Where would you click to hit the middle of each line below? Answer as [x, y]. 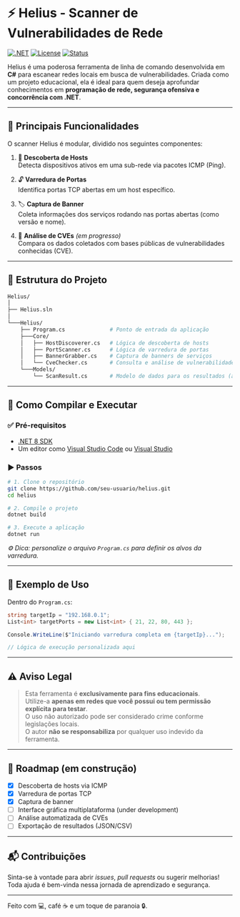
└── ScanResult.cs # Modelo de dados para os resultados [129, 376]
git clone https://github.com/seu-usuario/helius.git [89, 489]
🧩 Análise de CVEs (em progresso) [69, 235]
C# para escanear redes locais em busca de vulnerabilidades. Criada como [118, 74]
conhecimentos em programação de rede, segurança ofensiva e [104, 89]
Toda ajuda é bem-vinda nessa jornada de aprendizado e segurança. [109, 885]
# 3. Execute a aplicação [46, 528]
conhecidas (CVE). [45, 251]
